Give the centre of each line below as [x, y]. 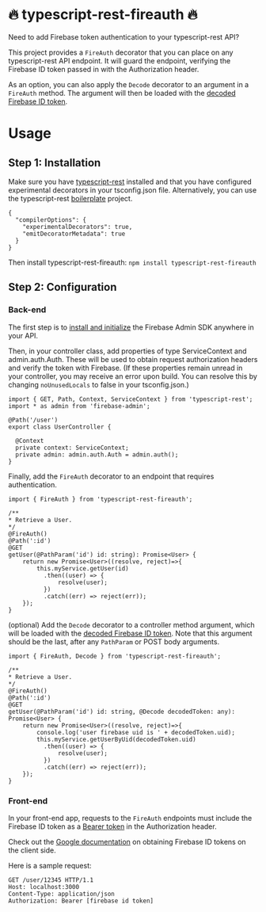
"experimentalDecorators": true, [78, 227]
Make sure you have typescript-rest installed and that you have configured [130, 181]
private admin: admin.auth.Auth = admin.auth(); [97, 454]
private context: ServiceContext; [72, 448]
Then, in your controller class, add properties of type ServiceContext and [127, 351]
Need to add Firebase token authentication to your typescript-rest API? [124, 36]
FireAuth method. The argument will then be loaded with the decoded [122, 93]
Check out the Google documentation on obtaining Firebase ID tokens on [127, 841]
